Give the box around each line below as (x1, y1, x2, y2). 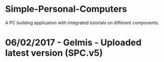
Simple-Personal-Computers (5, 3, 127, 15)
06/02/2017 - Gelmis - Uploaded (5, 37, 142, 48)
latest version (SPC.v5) (5, 48, 103, 59)
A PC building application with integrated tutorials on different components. (5, 20, 160, 26)
